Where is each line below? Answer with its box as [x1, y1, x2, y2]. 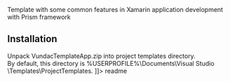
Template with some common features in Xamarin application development [7, 6, 223, 13]
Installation [7, 33, 57, 45]
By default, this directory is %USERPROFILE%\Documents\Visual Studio [7, 59, 215, 67]
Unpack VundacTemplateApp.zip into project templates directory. [7, 51, 196, 60]
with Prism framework [7, 13, 72, 21]
